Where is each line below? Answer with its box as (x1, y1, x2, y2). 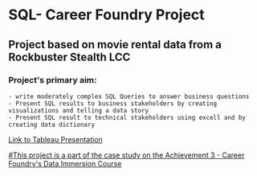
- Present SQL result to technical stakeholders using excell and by (8, 113, 247, 121)
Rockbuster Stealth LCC (8, 50, 131, 63)
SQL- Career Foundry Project (8, 6, 205, 24)
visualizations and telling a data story (8, 106, 149, 114)
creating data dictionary (8, 121, 95, 129)
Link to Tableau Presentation (8, 134, 103, 144)
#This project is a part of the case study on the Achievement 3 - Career (8, 150, 245, 160)
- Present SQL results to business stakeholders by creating (8, 99, 218, 108)
